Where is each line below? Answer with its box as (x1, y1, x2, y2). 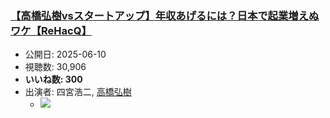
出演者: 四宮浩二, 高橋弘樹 (24, 86, 132, 98)
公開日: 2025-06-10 (24, 48, 107, 61)
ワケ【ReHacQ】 (10, 23, 92, 37)
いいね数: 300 (24, 73, 83, 86)
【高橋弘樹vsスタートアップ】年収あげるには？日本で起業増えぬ (10, 8, 320, 22)
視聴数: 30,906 (24, 61, 87, 73)
